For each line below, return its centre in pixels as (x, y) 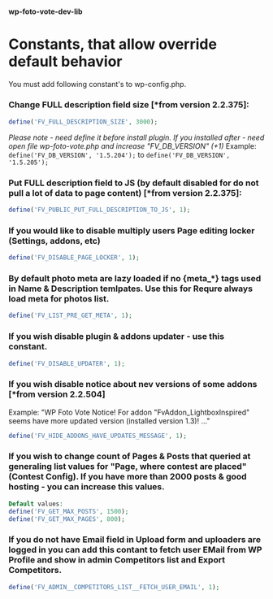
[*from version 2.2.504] (57, 394)
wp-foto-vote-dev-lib (45, 11)
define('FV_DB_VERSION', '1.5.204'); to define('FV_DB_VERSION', (119, 154)
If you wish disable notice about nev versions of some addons (133, 384)
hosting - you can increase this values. (87, 487)
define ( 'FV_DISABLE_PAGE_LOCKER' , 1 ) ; (74, 258)
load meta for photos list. (59, 298)
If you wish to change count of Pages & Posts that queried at (130, 457)
